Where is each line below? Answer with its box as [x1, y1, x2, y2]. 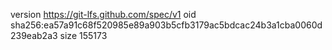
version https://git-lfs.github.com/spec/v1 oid [10, 9, 197, 20]
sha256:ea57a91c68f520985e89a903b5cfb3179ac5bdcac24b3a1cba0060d [10, 19, 323, 31]
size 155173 [59, 30, 108, 41]
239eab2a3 [10, 30, 58, 41]
